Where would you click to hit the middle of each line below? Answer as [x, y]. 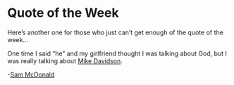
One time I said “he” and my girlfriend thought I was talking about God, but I [117, 53]
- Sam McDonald [31, 74]
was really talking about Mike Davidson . [65, 60]
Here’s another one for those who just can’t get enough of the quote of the [115, 32]
